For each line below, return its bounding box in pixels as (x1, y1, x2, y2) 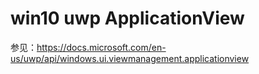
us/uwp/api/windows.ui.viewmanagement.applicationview (10, 52, 250, 64)
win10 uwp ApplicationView (10, 7, 245, 30)
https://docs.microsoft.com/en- (36, 41, 167, 53)
